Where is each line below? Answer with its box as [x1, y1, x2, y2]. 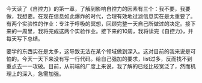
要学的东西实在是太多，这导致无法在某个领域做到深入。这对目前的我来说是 [6, 48, 191, 55]
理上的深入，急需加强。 [6, 70, 64, 77]
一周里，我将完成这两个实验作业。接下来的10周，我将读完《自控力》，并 [16, 27, 194, 35]
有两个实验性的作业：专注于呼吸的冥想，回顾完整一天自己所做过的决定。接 [6, 20, 191, 27]
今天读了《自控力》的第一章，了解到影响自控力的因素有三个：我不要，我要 [6, 5, 191, 12]
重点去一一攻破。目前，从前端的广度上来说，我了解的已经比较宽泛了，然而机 [6, 63, 196, 70]
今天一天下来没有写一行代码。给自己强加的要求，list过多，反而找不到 [22, 56, 192, 62]
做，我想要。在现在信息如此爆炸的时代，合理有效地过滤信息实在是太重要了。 [6, 13, 196, 20]
